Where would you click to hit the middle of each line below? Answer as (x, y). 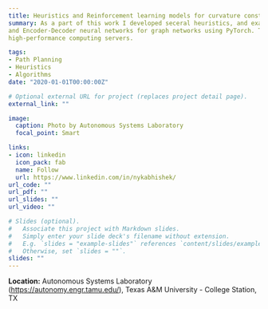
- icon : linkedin (37, 155)
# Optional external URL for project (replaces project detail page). (128, 97)
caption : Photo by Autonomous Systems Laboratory (99, 126)
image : (19, 118)
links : (19, 148)
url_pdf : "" (28, 192)
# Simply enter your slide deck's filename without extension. (119, 236)
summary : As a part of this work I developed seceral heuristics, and (128, 23)
